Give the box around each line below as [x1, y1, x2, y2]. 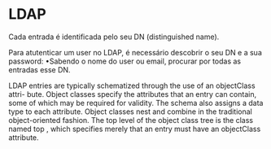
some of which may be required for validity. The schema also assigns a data [8, 98, 264, 107]
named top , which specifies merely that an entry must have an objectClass [8, 124, 261, 134]
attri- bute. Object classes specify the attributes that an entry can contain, [8, 89, 257, 99]
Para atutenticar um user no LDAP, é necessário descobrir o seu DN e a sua [8, 47, 262, 57]
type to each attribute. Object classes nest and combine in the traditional [8, 107, 252, 116]
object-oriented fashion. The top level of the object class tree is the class [8, 115, 254, 125]
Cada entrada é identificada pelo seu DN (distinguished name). [8, 32, 220, 42]
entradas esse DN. [8, 64, 71, 74]
